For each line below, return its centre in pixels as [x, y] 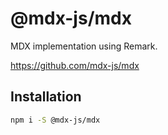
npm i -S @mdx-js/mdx [55, 120]
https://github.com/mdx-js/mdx [75, 65]
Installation [46, 97]
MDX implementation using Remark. [84, 46]
